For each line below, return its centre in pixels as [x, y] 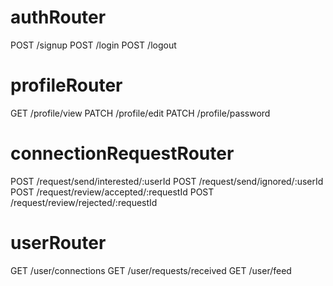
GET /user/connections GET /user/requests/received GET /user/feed [151, 270]
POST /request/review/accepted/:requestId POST [112, 192]
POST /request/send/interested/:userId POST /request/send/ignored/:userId [167, 181]
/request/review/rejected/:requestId [84, 202]
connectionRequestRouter [122, 153]
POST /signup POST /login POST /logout [93, 45]
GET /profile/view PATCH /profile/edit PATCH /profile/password [140, 113]
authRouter [58, 17]
